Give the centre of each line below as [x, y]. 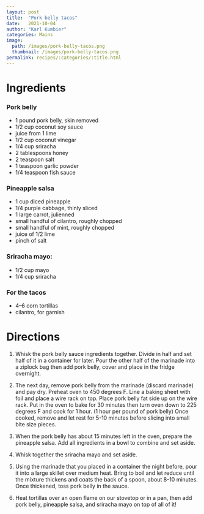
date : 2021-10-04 [31, 23]
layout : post [23, 12]
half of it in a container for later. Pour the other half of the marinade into [105, 360]
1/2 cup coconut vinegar [46, 140]
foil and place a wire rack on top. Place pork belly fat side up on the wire [106, 398]
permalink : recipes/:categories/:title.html [64, 58]
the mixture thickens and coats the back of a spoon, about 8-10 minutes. [107, 479]
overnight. [28, 373]
